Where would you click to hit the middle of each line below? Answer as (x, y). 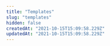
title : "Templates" (30, 12)
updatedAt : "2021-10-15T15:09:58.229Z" (56, 34)
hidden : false (24, 23)
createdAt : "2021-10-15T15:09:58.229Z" (56, 28)
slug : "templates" (29, 17)
